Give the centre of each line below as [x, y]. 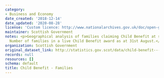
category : [15, 9]
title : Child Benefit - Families [39, 68]
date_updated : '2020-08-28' [34, 23]
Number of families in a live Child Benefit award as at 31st [74, 41]
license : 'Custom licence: [32, 28]
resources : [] [20, 59]
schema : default [21, 63]
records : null [20, 55]
